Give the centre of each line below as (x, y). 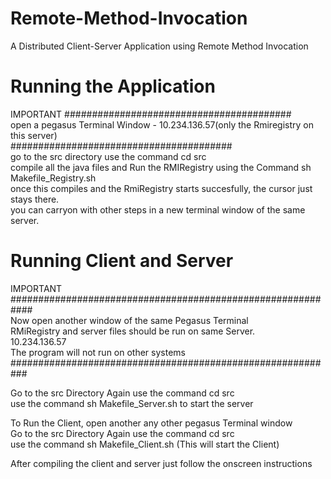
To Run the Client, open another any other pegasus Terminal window (151, 423)
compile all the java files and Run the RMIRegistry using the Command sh (161, 167)
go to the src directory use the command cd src (108, 156)
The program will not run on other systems (98, 352)
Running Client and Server (122, 261)
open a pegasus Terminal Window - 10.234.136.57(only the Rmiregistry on (162, 124)
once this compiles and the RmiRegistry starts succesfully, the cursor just (161, 188)
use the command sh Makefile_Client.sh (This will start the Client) (145, 444)
